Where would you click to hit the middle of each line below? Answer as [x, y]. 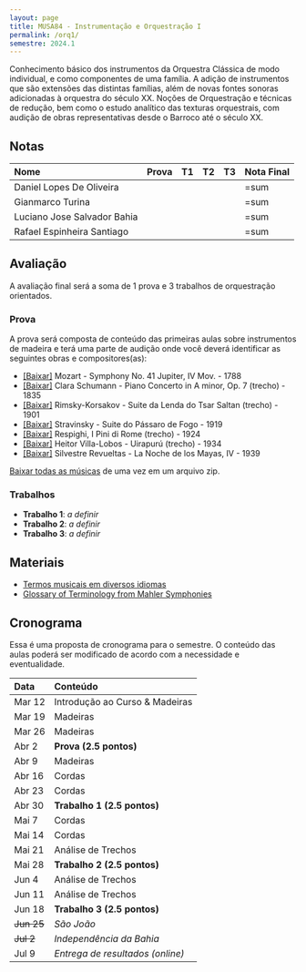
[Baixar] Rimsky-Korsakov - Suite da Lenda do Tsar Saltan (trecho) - [150, 405]
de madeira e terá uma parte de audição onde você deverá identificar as [145, 349]
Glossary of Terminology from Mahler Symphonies [117, 594]
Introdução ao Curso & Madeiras [123, 702]
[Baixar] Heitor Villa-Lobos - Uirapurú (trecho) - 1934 [122, 444]
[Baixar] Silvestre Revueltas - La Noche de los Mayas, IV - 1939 [142, 454]
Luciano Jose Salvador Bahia [76, 217]
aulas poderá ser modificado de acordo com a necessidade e [124, 655]
